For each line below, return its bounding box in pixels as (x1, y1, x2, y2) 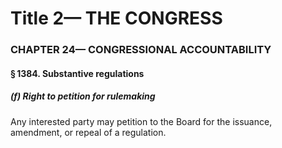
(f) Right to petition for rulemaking (10, 90, 156, 102)
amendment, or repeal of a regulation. (10, 126, 167, 138)
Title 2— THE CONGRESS (10, 7, 223, 30)
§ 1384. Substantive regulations (10, 67, 145, 79)
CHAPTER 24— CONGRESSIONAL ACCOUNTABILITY (10, 43, 272, 57)
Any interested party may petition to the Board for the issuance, (10, 115, 273, 127)
